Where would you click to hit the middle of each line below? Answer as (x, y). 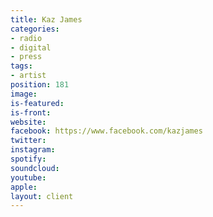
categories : (35, 29)
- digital (31, 47)
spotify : (28, 159)
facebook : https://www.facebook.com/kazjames (106, 131)
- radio (26, 38)
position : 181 (40, 85)
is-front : (31, 112)
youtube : (28, 177)
